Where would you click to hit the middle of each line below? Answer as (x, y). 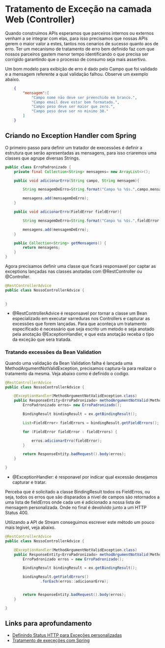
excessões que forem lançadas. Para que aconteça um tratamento (79, 324)
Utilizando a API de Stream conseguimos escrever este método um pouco (80, 522)
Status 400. (17, 513)
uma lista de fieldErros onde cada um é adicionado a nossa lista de (73, 502)
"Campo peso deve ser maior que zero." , (73, 107)
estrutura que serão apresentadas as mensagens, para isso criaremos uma (81, 153)
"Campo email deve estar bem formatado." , (75, 102)
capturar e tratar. (29, 482)
